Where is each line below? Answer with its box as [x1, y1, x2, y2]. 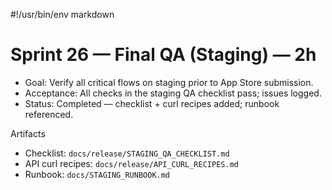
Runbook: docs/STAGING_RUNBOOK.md [24, 168, 171, 180]
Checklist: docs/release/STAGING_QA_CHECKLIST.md [24, 147, 230, 159]
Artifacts [10, 127, 46, 139]
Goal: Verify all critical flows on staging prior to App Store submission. [24, 76, 314, 88]
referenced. [24, 108, 74, 120]
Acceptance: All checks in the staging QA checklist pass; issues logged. [24, 87, 322, 99]
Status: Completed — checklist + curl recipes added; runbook [24, 97, 280, 109]
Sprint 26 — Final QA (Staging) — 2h [10, 44, 317, 66]
